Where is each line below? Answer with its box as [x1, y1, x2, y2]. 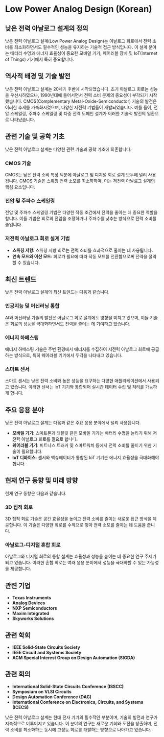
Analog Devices [12, 600, 46, 606]
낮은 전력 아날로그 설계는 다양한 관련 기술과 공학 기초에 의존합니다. [5, 146, 132, 152]
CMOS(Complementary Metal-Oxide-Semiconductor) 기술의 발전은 [23, 98, 157, 104]
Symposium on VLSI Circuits [12, 689, 72, 694]
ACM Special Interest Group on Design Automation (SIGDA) [12, 655, 136, 661]
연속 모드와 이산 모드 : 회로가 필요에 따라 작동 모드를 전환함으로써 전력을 [12, 253, 148, 259]
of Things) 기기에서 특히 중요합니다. [5, 56, 74, 62]
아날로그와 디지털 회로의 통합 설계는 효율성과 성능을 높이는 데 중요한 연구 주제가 [5, 553, 157, 559]
